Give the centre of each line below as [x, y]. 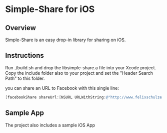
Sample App [24, 113]
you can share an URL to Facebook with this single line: [62, 88]
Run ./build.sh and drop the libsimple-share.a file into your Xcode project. [81, 68]
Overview [21, 28]
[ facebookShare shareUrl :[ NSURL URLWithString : [56, 97]
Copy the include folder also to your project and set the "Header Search [79, 73]
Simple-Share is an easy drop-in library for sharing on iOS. [65, 40]
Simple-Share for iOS [50, 9]
